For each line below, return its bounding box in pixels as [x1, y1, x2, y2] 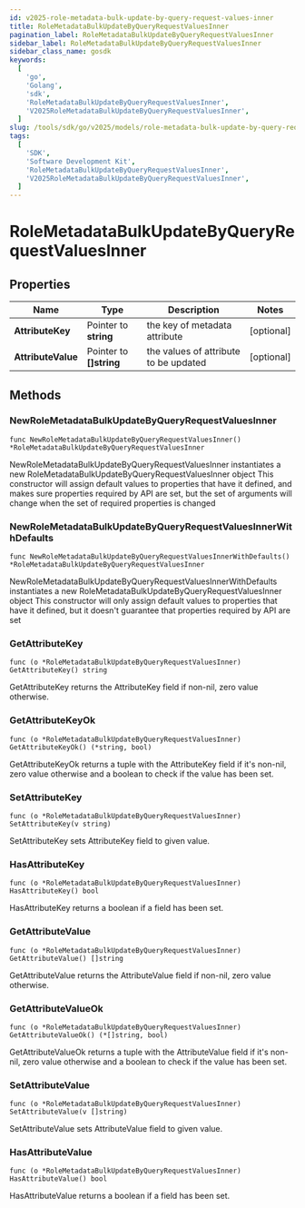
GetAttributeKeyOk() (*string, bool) [9, 742, 152, 752]
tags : [9, 132, 30, 141]
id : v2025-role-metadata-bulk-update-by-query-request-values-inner [9, 13, 274, 23]
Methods [9, 387, 62, 402]
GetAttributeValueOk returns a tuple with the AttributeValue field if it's [9, 1046, 270, 1057]
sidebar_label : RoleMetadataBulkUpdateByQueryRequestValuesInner [9, 38, 261, 48]
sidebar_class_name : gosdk [9, 47, 112, 56]
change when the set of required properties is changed [9, 497, 216, 509]
